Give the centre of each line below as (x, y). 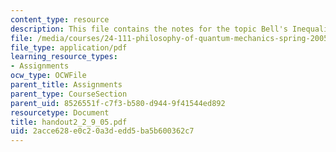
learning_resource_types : (64, 57)
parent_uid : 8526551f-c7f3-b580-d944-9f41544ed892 (118, 103)
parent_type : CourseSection (69, 94)
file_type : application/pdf (69, 47)
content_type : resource (60, 19)
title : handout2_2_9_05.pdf (69, 122)
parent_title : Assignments (66, 85)
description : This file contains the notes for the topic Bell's (149, 29)
